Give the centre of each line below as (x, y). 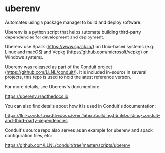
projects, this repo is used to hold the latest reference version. (68, 77)
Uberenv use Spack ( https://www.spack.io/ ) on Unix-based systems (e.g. (80, 46)
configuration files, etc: (29, 135)
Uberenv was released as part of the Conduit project (59, 67)
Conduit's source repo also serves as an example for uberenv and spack (79, 130)
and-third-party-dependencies (36, 120)
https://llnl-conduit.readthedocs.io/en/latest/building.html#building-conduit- (82, 115)
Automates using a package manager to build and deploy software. (73, 22)
